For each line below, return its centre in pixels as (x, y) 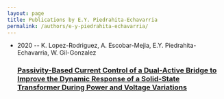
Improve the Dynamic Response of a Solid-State (98, 79)
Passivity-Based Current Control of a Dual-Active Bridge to (117, 70)
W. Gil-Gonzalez (73, 53)
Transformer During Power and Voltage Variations (102, 87)
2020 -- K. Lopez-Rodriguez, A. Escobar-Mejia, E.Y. (90, 46)
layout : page (26, 13)
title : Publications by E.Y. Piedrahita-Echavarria (82, 20)
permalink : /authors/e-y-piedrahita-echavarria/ (78, 26)
